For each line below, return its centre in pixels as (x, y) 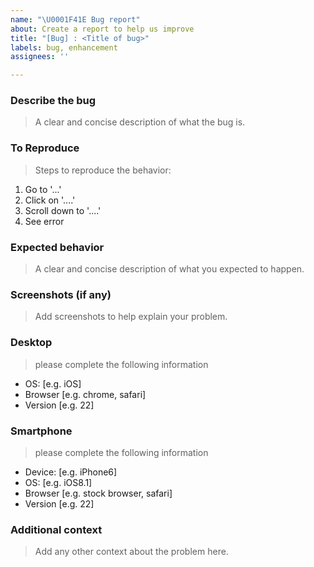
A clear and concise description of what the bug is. (140, 122)
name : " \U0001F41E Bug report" (75, 19)
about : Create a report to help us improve (102, 29)
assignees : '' (40, 57)
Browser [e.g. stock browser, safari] (98, 493)
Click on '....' (50, 200)
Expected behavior (57, 247)
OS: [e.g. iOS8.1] (58, 482)
